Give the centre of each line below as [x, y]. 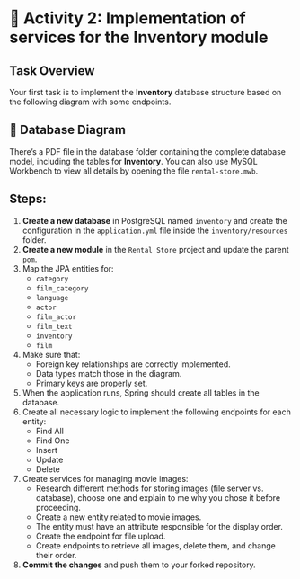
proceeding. [58, 507]
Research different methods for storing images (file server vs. [150, 488]
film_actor [56, 317]
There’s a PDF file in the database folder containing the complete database [147, 151]
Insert [47, 450]
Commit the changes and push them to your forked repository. [139, 565]
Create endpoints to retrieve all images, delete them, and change [155, 545]
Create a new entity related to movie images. [119, 517]
